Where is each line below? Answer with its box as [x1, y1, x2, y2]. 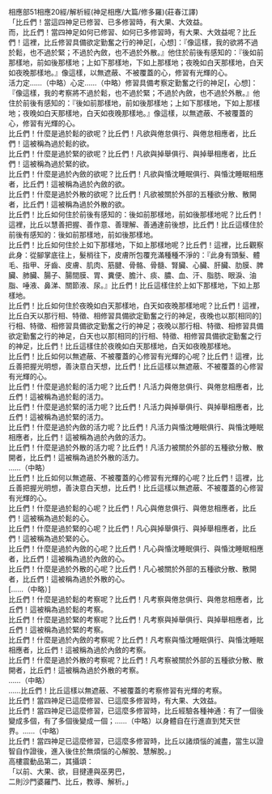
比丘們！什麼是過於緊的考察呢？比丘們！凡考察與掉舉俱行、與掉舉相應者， [8, 615, 257, 624]
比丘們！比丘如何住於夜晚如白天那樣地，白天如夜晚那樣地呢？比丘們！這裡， [8, 301, 264, 310]
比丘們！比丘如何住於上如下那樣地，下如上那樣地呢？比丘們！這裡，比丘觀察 [8, 240, 264, 250]
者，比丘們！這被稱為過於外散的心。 [8, 574, 130, 583]
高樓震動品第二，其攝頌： [8, 757, 94, 766]
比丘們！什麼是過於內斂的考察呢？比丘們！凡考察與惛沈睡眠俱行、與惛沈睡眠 [8, 635, 264, 644]
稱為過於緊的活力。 [43, 412, 108, 421]
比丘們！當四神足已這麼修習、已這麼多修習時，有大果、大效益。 [8, 696, 221, 705]
